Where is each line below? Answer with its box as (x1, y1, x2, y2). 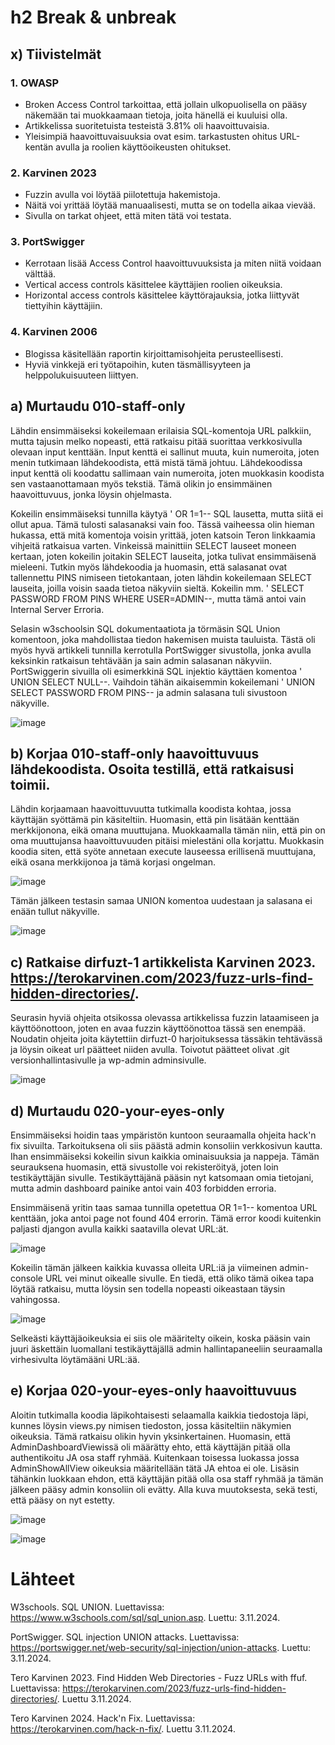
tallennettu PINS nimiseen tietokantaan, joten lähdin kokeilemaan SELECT (10, 571, 313, 583)
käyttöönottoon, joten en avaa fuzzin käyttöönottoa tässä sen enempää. (10, 1022, 306, 1035)
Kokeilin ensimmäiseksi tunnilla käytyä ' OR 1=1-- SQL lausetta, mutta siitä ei (10, 507, 324, 520)
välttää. (24, 268, 57, 280)
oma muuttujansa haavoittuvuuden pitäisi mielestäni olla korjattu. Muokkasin (10, 835, 325, 847)
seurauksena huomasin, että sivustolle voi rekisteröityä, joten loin (10, 1161, 279, 1173)
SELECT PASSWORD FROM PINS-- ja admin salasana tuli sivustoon (10, 686, 288, 698)
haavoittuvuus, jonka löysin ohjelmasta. (10, 488, 172, 500)
